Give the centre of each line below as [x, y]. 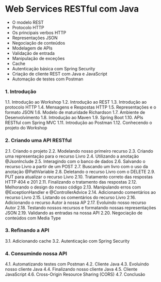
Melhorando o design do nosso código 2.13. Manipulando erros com [73, 187]
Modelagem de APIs [32, 48]
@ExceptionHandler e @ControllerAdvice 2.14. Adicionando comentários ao [80, 192]
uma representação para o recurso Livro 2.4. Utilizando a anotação [72, 156]
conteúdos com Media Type [33, 218]
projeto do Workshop [26, 128]
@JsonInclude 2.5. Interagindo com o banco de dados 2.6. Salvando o [75, 161]
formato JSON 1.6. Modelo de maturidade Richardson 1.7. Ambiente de [75, 112]
